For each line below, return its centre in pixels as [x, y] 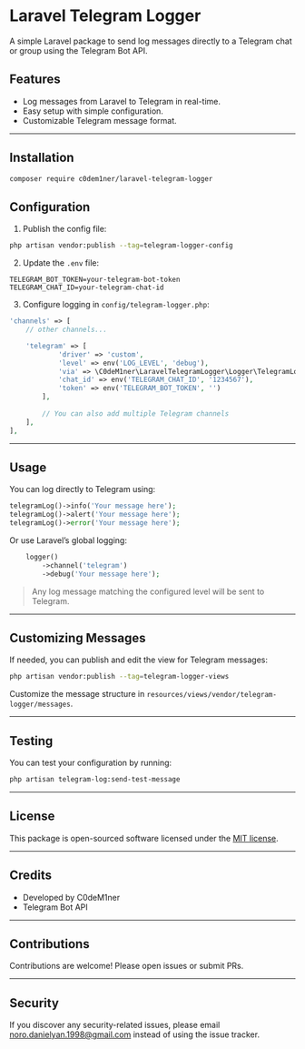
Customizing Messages [78, 638]
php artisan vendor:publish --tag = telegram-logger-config [121, 246]
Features [35, 80]
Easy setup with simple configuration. [93, 111]
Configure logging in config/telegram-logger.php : [116, 305]
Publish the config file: [64, 229]
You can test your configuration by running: [91, 763]
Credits [31, 876]
